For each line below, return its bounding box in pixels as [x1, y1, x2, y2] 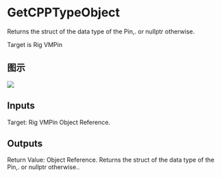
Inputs [7, 100, 36, 112]
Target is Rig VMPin [7, 40, 63, 48]
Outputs [7, 138, 43, 149]
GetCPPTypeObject [7, 5, 120, 20]
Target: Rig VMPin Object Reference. [7, 118, 111, 126]
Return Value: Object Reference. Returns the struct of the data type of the [7, 155, 215, 164]
